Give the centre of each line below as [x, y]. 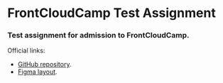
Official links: [26, 50]
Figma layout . [38, 72]
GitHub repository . [44, 65]
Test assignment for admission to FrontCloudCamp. [98, 35]
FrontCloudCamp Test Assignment [112, 13]
